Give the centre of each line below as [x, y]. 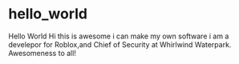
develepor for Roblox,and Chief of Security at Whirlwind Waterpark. [120, 44]
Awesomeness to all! [42, 53]
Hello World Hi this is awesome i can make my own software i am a [119, 36]
